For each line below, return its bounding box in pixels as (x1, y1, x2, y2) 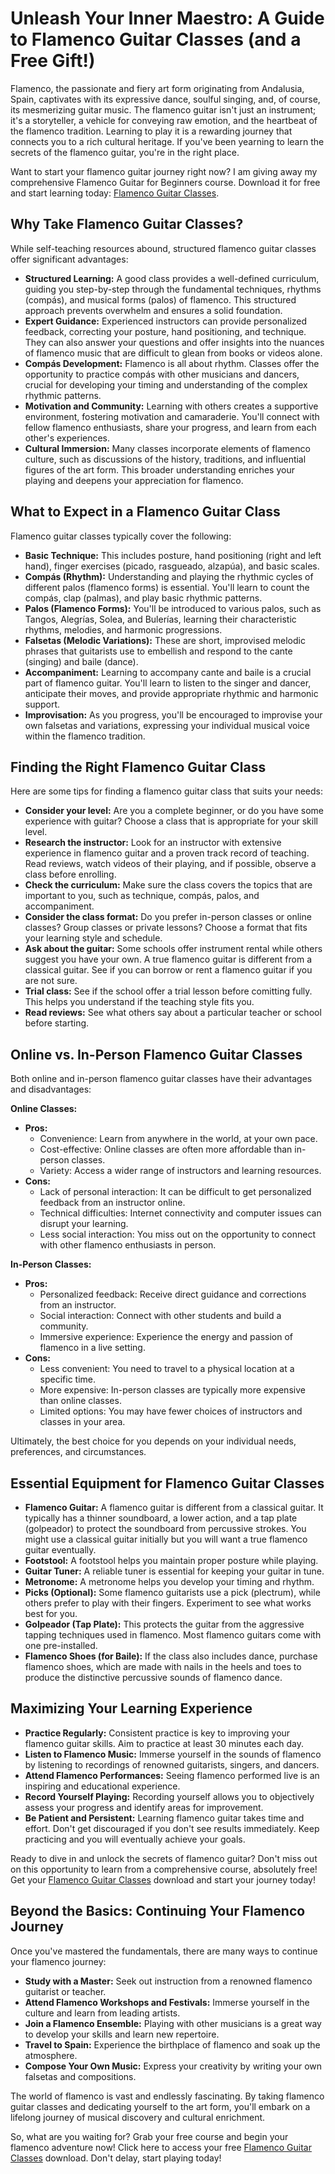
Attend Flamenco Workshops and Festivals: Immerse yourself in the (24, 1996, 310, 2008)
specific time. (39, 1373, 97, 1386)
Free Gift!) (10, 50, 96, 72)
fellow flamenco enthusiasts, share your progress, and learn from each (24, 421, 317, 433)
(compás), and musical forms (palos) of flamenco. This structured (24, 293, 297, 306)
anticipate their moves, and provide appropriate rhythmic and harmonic (24, 687, 319, 699)
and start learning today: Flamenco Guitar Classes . (10, 187, 220, 199)
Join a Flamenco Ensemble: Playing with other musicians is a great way (24, 2017, 322, 2029)
